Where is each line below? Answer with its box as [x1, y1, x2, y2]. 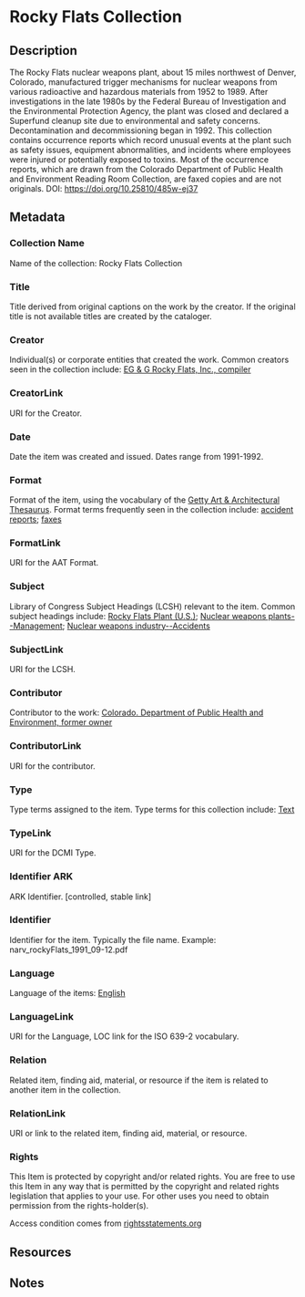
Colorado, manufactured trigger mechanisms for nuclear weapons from [9, 77, 278, 88]
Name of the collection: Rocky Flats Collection [9, 257, 183, 268]
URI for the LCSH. [9, 664, 76, 675]
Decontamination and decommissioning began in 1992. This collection [9, 125, 273, 136]
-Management [9, 620, 64, 631]
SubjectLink [9, 643, 64, 656]
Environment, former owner [9, 717, 113, 728]
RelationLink [9, 1106, 66, 1119]
